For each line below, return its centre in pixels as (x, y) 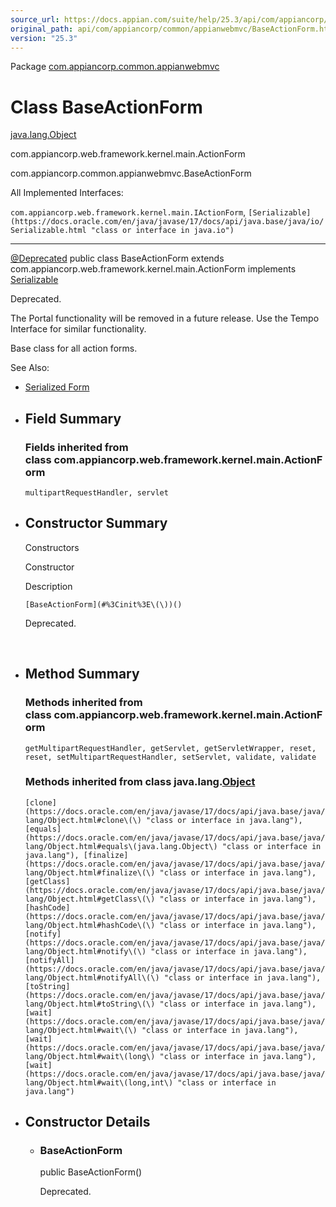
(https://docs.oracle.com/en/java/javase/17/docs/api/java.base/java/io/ (167, 222)
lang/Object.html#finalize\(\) (90, 872)
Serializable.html (48, 231)
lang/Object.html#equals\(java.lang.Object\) (121, 846)
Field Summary (73, 418)
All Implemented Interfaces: (67, 193)
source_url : (35, 19)
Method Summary (82, 674)
